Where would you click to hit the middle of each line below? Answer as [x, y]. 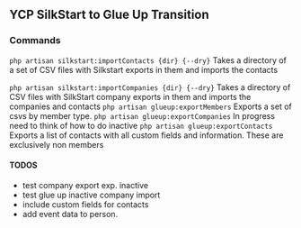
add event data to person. [70, 214]
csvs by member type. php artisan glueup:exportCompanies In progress [142, 115]
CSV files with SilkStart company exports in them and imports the [130, 96]
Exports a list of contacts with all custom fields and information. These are [146, 135]
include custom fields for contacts [85, 204]
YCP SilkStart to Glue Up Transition [109, 15]
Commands [35, 41]
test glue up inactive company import [91, 195]
